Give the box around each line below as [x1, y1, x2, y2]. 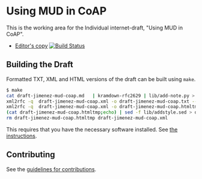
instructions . [6, 132, 37, 139]
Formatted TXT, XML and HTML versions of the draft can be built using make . [6, 75, 196, 82]
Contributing [6, 150, 55, 160]
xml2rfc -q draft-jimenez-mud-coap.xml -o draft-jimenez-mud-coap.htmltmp [6, 104, 200, 110]
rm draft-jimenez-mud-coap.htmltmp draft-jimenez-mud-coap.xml [6, 115, 168, 121]
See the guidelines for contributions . [6, 165, 97, 172]
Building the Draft [6, 59, 73, 70]
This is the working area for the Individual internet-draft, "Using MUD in [6, 24, 183, 31]
